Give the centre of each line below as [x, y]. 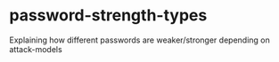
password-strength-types [108, 15]
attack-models [36, 49]
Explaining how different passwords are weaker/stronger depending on [139, 40]
